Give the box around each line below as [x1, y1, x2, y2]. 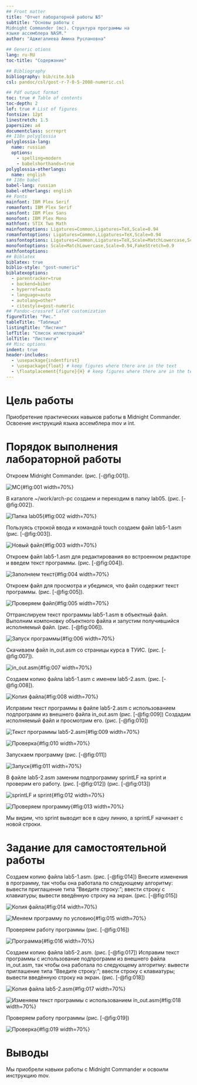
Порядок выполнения [6, 440, 118, 453]
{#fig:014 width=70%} [43, 903, 98, 910]
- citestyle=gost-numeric [11, 303, 75, 309]
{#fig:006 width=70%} [60, 635, 115, 642]
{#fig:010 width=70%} [36, 739, 90, 747]
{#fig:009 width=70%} [84, 728, 140, 735]
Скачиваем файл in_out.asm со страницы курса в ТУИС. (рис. [6, 646, 161, 653]
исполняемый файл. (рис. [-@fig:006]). [6, 623, 104, 630]
